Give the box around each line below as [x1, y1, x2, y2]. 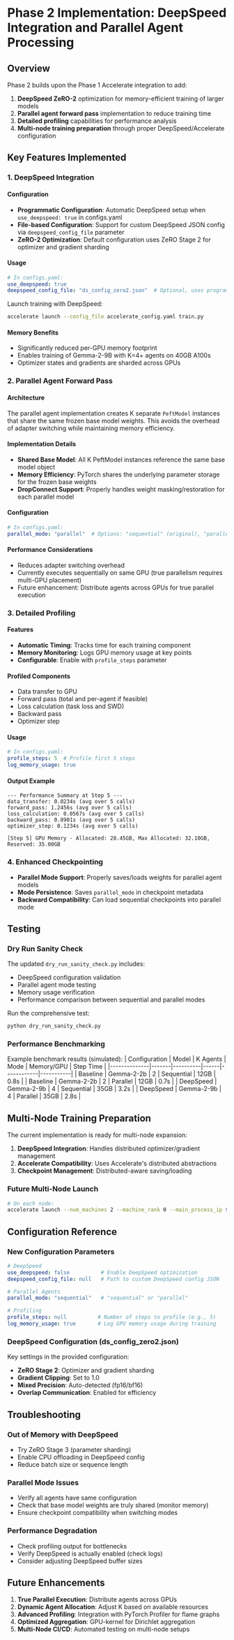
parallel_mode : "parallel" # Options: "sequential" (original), [7, 530, 201, 537]
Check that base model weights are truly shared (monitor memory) [17, 1501, 209, 1509]
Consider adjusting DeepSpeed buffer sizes [17, 1556, 143, 1565]
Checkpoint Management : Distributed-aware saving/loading [17, 1166, 192, 1175]
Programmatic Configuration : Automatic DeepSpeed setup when [17, 205, 206, 214]
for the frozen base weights [17, 477, 97, 486]
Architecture [7, 393, 45, 402]
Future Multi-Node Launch [7, 1184, 99, 1194]
